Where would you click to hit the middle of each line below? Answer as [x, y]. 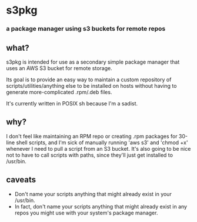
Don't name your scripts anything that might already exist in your [93, 194]
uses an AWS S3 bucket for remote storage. [59, 68]
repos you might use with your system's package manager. [86, 213]
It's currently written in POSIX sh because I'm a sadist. [72, 103]
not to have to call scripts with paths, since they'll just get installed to [90, 155]
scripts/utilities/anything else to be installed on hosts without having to [91, 85]
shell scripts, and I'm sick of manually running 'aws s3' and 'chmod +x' [102, 143]
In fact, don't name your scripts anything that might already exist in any [101, 206]
